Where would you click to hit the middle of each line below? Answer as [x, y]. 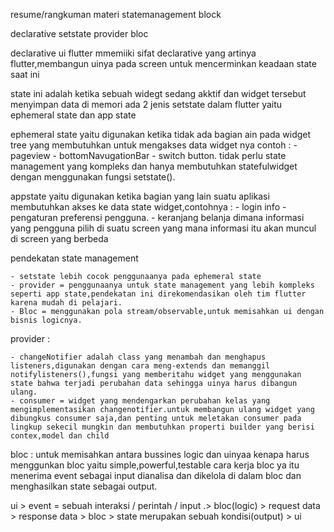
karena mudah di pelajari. [66, 303]
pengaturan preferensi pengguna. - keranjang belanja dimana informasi [157, 217]
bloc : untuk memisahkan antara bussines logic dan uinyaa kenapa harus [160, 454]
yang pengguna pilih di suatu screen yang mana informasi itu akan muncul [163, 228]
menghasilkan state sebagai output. [84, 486]
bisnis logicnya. [46, 320]
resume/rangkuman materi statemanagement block [116, 14]
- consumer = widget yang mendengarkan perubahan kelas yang [140, 401]
